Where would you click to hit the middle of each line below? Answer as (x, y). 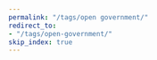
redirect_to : (33, 26)
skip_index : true (41, 42)
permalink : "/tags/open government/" (78, 17)
